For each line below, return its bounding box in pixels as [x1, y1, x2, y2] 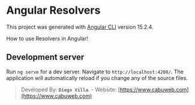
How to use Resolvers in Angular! [6, 35, 88, 42]
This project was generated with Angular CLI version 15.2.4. [6, 23, 154, 30]
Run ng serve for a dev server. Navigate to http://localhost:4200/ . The [6, 68, 184, 75]
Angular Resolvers [6, 4, 101, 17]
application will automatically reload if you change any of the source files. [6, 74, 188, 81]
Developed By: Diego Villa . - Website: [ [20, 86, 120, 93]
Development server [6, 52, 85, 63]
